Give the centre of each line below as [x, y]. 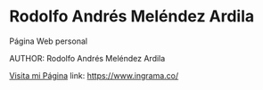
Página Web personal [48, 41]
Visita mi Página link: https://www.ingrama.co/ [94, 75]
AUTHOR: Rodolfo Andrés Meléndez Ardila [87, 58]
